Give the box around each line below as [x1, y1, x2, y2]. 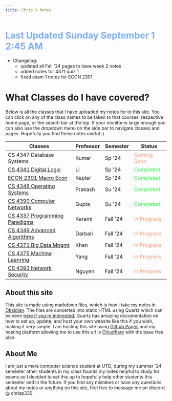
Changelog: [12, 57, 37, 64]
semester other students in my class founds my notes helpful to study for [5, 368, 160, 374]
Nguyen [75, 267, 95, 275]
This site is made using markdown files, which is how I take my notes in [5, 302, 156, 308]
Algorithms [8, 233, 34, 240]
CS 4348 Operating [8, 182, 55, 189]
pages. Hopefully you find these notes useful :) [5, 130, 104, 136]
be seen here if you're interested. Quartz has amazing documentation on [5, 313, 159, 319]
